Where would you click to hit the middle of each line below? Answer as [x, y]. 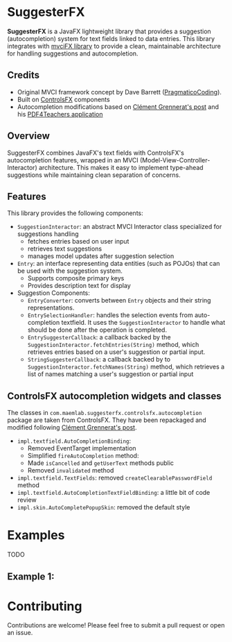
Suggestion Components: [53, 293]
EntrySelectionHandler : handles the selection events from [110, 315]
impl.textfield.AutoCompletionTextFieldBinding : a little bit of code [114, 493]
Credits [24, 75]
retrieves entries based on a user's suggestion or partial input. [116, 352]
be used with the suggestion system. [70, 271]
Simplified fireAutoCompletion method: [83, 456]
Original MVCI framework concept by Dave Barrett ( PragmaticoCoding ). [119, 92]
